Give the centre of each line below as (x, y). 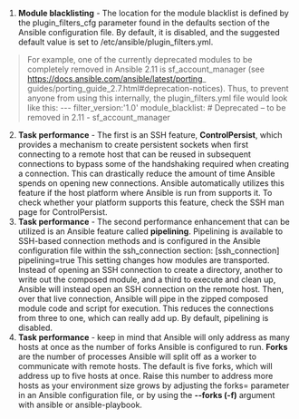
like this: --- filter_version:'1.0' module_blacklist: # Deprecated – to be (156, 107)
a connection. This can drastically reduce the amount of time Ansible (146, 173)
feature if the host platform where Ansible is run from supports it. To (145, 193)
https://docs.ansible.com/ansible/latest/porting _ (116, 79)
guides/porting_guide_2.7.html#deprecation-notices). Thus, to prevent (158, 88)
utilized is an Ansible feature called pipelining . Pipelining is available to (150, 231)
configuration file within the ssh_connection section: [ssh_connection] (149, 250)
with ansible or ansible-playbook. (80, 404)
